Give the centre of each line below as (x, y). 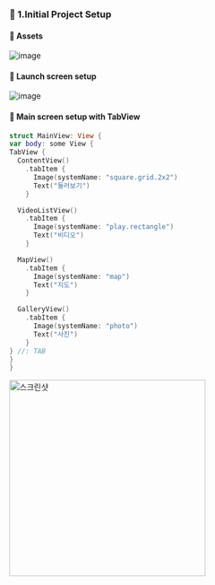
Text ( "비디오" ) (59, 236)
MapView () (35, 259)
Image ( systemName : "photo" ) (86, 327)
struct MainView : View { (56, 135)
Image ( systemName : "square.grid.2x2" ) (105, 177)
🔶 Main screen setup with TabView (75, 117)
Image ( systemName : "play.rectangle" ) (103, 227)
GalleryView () (43, 310)
